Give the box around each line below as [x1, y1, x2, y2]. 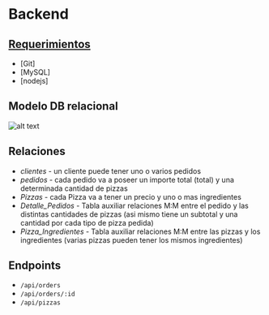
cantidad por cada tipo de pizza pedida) [19, 218, 154, 227]
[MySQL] [19, 67, 51, 77]
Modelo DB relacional [8, 99, 119, 114]
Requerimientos [8, 37, 91, 51]
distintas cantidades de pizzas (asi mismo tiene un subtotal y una [19, 209, 238, 219]
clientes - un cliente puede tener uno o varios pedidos [19, 166, 201, 175]
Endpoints [8, 259, 62, 273]
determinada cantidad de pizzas [19, 183, 128, 193]
